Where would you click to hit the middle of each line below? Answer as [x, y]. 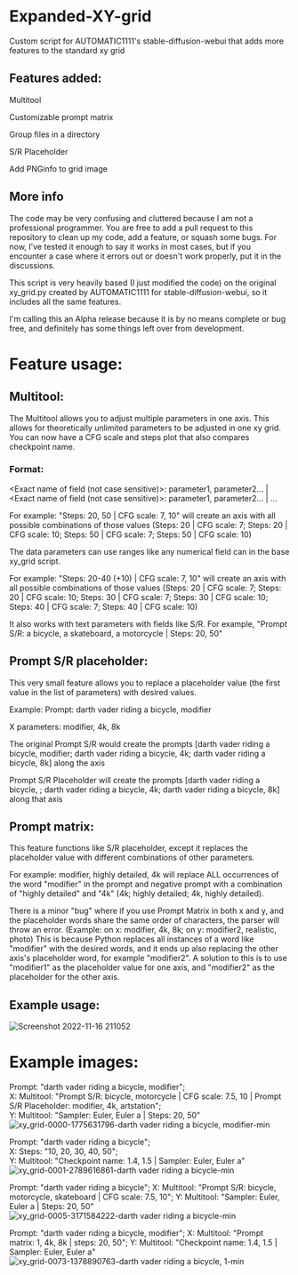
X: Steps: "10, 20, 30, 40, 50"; [64, 1151]
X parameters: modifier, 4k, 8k [65, 726]
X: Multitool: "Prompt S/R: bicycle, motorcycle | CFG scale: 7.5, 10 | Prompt [145, 1096]
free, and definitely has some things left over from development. [127, 328]
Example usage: [55, 1005]
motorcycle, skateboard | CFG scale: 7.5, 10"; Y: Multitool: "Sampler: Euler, [145, 1197]
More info [36, 197]
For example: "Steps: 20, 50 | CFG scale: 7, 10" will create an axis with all [142, 515]
